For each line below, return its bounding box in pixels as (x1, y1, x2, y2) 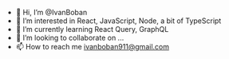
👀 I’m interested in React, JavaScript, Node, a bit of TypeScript (15, 16, 222, 26)
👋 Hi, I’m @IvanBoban (15, 8, 88, 17)
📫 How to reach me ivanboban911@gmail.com (15, 42, 170, 51)
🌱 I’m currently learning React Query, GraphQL (15, 25, 169, 33)
